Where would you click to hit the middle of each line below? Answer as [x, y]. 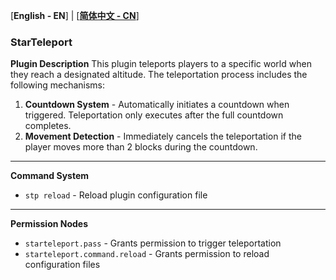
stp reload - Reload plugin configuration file [116, 195]
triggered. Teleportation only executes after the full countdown [154, 115]
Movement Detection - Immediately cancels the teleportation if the [163, 136]
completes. [48, 126]
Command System [50, 176]
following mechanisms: [58, 85]
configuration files [62, 265]
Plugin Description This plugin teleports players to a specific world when [161, 64]
